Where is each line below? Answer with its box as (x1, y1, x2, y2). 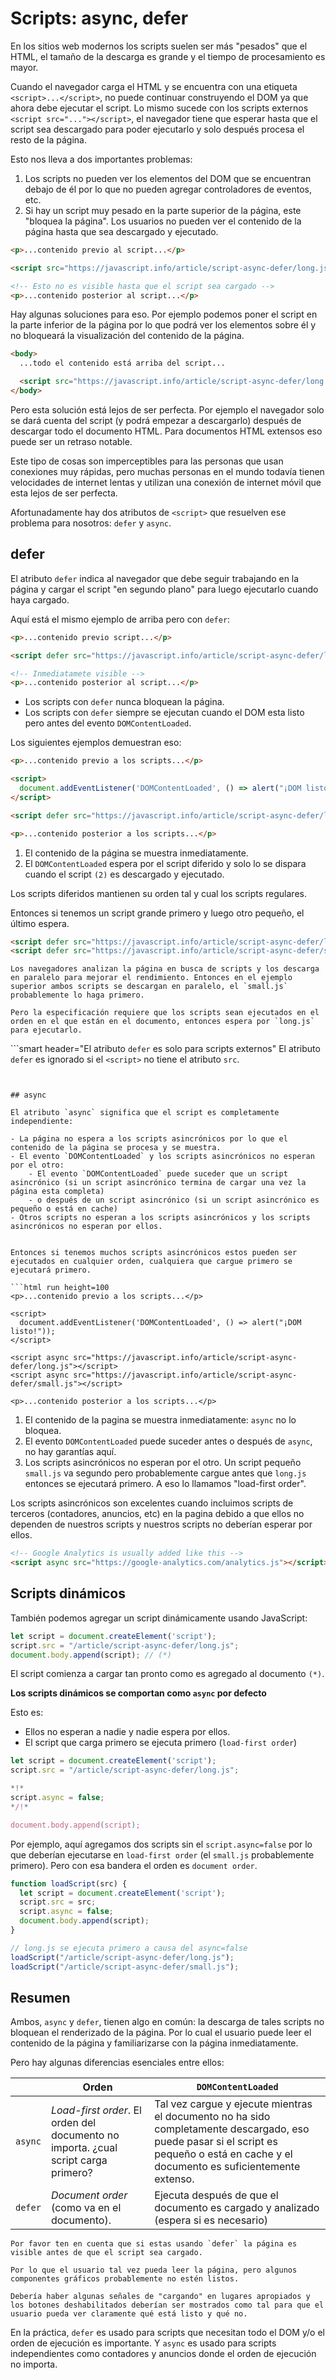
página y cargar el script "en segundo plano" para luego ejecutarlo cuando (10, 583, 319, 595)
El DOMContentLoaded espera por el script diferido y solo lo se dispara (24, 857, 307, 869)
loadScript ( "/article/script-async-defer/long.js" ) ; (10, 1952, 235, 1962)
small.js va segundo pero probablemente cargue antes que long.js (24, 1467, 307, 1479)
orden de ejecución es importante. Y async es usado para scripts (10, 2337, 277, 2349)
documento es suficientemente (154, 2160, 301, 2174)
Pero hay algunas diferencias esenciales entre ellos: (10, 2057, 225, 2069)
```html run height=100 (10, 1283, 110, 1293)
